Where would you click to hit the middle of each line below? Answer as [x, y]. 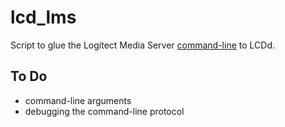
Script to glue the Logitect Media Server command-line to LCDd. [142, 45]
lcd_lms [43, 17]
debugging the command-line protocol [104, 111]
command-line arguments [78, 100]
